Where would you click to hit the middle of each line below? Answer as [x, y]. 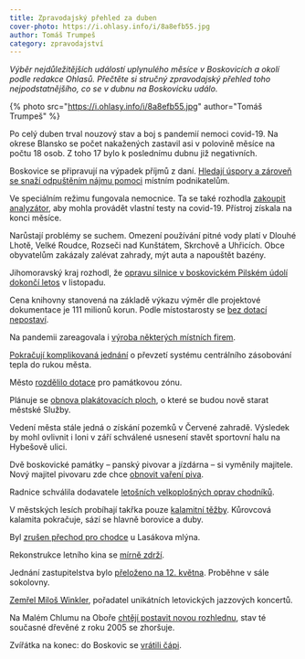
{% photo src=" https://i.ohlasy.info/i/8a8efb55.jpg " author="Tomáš [136, 107]
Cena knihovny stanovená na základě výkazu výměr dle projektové [135, 300]
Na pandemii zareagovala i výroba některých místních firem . [122, 337]
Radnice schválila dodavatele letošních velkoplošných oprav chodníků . [142, 492]
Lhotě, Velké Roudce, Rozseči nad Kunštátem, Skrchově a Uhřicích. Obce [147, 245]
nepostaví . [29, 320]
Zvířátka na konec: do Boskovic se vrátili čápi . [96, 645]
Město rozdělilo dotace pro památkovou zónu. [96, 383]
